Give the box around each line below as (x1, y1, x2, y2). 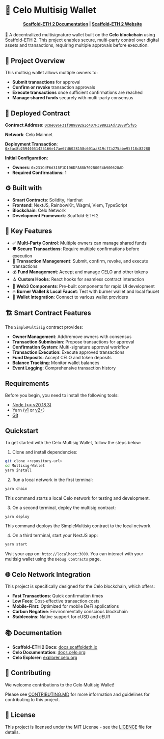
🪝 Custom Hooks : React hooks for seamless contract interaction (12, 276, 144, 282)
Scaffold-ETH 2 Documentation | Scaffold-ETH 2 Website (23, 21, 142, 27)
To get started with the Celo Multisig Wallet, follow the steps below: (5, 440, 141, 446)
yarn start (5, 542, 27, 547)
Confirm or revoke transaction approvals (12, 85, 96, 90)
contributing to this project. (5, 696, 60, 702)
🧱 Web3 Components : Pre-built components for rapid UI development (12, 283, 155, 289)
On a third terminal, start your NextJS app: (12, 533, 98, 539)
